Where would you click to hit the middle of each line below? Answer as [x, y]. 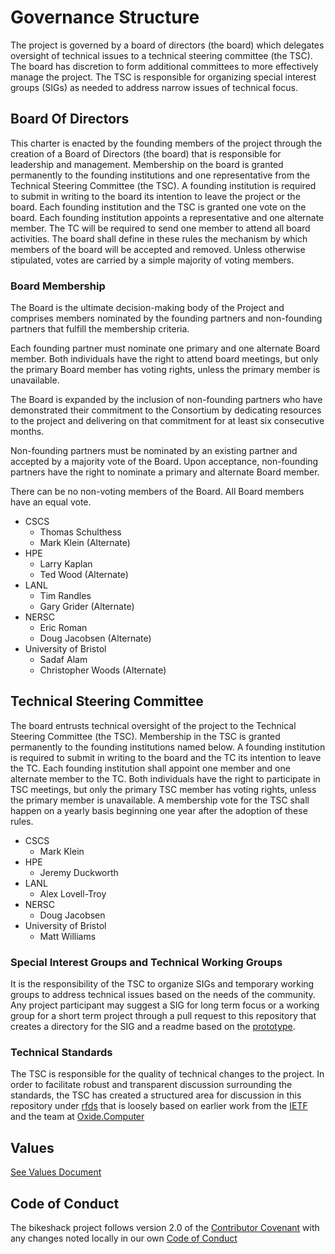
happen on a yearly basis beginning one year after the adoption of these [159, 810]
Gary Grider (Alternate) [87, 607]
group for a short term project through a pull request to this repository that [163, 1016]
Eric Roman [63, 628]
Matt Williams [68, 936]
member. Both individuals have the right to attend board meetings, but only [164, 359]
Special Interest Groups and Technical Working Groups [146, 962]
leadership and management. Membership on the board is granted [147, 164]
